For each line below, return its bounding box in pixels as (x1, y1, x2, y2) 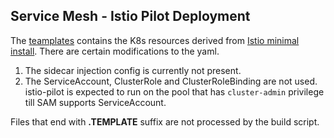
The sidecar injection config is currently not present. (24, 64, 242, 76)
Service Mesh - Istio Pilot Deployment (10, 8, 251, 25)
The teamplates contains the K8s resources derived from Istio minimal (10, 34, 300, 46)
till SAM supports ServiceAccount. (24, 96, 167, 108)
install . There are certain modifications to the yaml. (10, 45, 220, 57)
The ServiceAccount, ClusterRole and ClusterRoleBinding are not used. (24, 75, 318, 87)
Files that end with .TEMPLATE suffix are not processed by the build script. (10, 115, 320, 128)
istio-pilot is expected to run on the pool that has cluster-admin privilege (24, 85, 325, 98)
